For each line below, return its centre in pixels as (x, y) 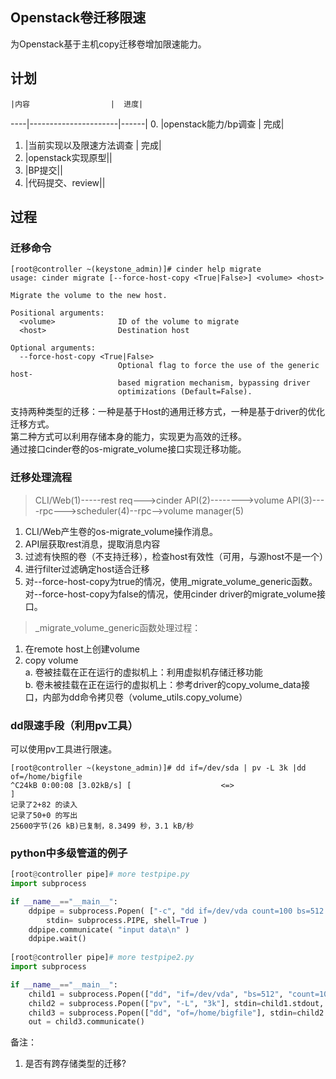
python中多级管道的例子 (69, 853)
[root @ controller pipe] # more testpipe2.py (102, 958)
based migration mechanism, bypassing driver (214, 383)
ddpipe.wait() (57, 939)
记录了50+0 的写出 (44, 815)
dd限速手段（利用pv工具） (74, 725)
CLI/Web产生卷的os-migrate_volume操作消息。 (121, 531)
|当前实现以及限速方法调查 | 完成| (93, 145)
